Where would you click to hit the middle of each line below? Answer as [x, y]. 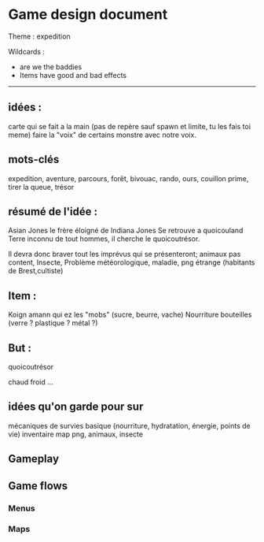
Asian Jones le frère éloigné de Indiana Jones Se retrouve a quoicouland [126, 231]
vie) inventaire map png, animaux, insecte [76, 434]
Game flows [38, 486]
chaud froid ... [31, 382]
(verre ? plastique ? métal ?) [53, 323]
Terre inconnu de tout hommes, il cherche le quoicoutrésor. [104, 239]
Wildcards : [27, 51]
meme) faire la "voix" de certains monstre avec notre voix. [102, 135]
